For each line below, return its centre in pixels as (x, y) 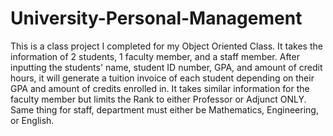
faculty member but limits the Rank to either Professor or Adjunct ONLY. (158, 99)
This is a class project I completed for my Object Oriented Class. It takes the (166, 46)
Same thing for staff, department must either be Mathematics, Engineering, (164, 109)
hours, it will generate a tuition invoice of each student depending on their (162, 78)
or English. (32, 120)
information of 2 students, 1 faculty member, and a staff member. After (155, 56)
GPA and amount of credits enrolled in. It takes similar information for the (160, 88)
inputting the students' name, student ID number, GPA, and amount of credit (166, 67)
